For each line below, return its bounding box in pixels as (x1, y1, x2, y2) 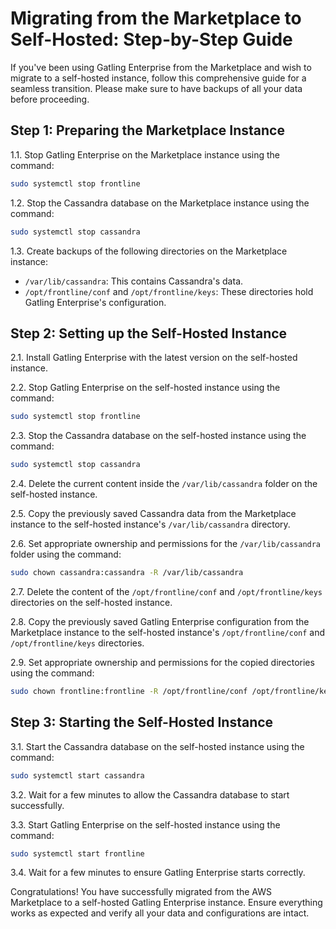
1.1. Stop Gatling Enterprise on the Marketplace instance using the (10, 148, 281, 161)
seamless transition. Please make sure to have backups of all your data (10, 82, 303, 94)
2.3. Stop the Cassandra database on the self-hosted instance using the (10, 430, 307, 442)
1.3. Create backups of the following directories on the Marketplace (10, 245, 288, 257)
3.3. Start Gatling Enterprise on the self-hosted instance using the (10, 818, 281, 831)
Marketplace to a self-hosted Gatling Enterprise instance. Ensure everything (10, 897, 323, 909)
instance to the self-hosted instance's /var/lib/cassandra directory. (10, 518, 291, 531)
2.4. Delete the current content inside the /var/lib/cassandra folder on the (10, 478, 318, 490)
